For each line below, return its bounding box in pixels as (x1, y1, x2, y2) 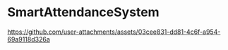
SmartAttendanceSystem (7, 4, 160, 20)
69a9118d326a (7, 35, 51, 43)
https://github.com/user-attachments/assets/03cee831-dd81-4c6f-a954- (7, 27, 221, 36)
